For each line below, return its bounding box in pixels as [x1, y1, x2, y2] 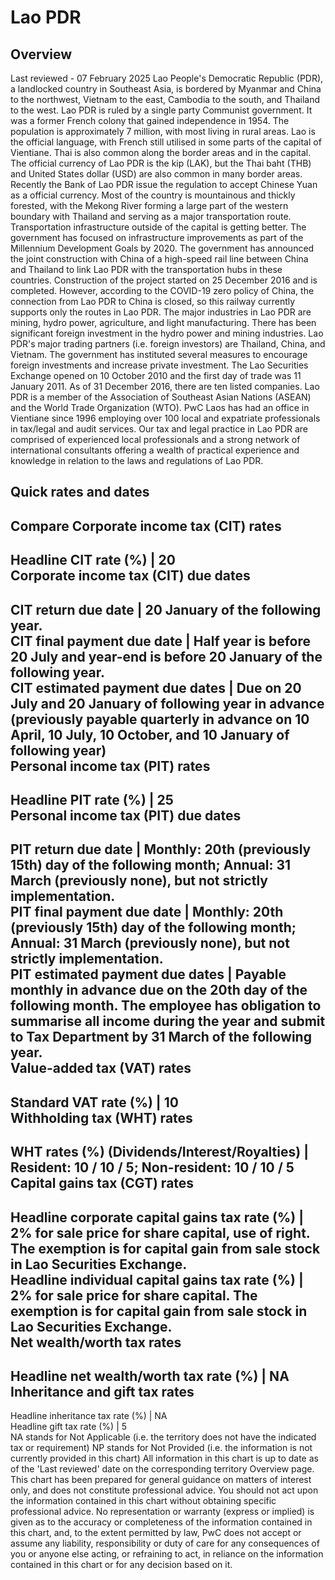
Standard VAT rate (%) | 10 [10, 1094, 179, 1111]
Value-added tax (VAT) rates [10, 1060, 192, 1077]
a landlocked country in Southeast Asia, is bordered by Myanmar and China [10, 83, 322, 95]
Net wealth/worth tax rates [10, 1334, 182, 1351]
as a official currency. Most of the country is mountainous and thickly [10, 189, 296, 201]
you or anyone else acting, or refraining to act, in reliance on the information [10, 1548, 324, 1560]
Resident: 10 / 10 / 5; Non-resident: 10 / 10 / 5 [10, 1159, 295, 1176]
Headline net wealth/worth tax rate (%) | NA [10, 1367, 290, 1385]
